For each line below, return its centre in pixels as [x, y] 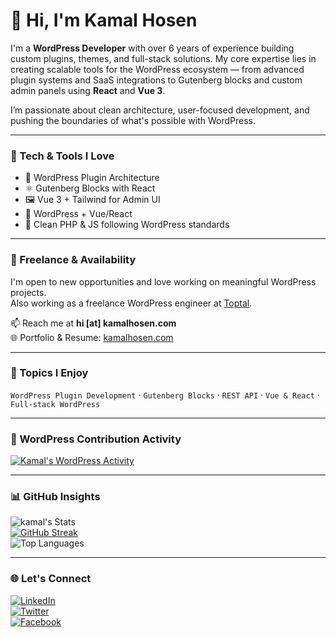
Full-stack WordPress [55, 404]
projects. [28, 292]
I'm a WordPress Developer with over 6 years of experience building [152, 48]
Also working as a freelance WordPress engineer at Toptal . [131, 303]
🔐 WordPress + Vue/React [78, 214]
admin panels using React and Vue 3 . [88, 90]
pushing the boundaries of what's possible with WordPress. [133, 120]
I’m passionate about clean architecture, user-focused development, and [160, 110]
